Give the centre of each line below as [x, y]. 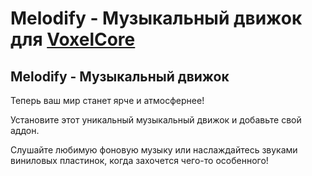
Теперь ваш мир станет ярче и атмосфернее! [107, 100]
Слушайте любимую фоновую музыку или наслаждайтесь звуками [154, 150]
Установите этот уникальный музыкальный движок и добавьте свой [156, 120]
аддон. [25, 130]
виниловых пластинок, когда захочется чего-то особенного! [139, 160]
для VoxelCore [73, 39]
